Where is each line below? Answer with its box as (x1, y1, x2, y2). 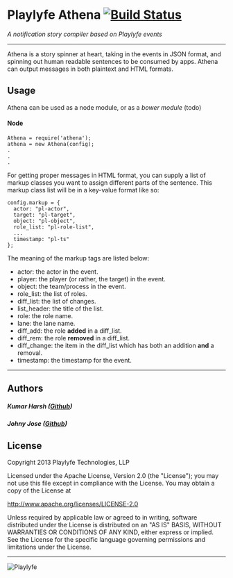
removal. (17, 348, 43, 357)
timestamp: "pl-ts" (13, 236, 70, 242)
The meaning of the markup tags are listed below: (7, 254, 150, 262)
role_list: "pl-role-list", (13, 223, 95, 231)
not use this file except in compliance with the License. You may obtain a (7, 479, 215, 488)
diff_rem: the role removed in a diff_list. (17, 333, 130, 342)
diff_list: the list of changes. (17, 297, 96, 305)
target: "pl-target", (13, 211, 76, 218)
